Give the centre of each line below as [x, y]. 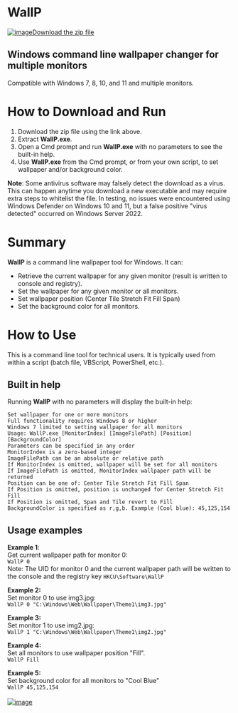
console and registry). [50, 283]
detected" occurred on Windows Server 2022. [75, 213]
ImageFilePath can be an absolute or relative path [85, 458]
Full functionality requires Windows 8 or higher [82, 421]
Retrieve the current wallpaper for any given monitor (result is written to [122, 276]
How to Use [42, 335]
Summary [37, 242]
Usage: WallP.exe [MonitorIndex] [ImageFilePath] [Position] [100, 434]
